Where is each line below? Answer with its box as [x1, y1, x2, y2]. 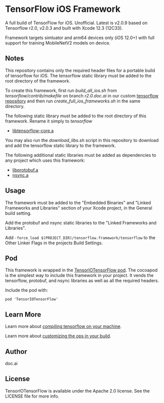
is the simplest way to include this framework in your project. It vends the [5, 272, 154, 278]
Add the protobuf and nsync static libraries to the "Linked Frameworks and [5, 220, 157, 225]
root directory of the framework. [5, 78, 70, 84]
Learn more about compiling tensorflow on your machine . [5, 323, 122, 329]
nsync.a [12, 172, 29, 178]
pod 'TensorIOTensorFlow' [5, 297, 58, 302]
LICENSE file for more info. [5, 393, 60, 399]
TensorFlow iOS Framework [5, 3, 121, 15]
